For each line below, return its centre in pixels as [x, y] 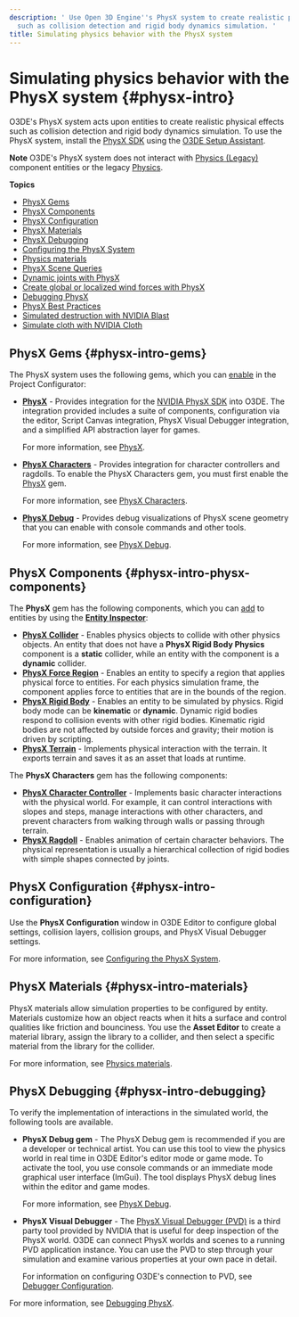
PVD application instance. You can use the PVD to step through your [147, 1250]
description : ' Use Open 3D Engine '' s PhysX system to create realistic [147, 17]
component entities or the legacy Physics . [86, 168]
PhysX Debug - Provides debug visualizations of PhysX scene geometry [155, 518]
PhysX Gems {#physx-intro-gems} [108, 353]
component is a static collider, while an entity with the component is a [150, 654]
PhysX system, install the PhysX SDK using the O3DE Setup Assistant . [137, 141]
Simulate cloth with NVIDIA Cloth [82, 325]
